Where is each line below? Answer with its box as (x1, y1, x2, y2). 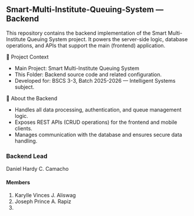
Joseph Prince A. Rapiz (14, 198, 72, 205)
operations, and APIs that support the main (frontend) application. (6, 42, 166, 49)
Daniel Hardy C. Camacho (6, 166, 69, 173)
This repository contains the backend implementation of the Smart (6, 29, 167, 36)
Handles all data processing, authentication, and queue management (14, 106, 182, 113)
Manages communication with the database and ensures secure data (14, 131, 182, 138)
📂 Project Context (6, 53, 49, 60)
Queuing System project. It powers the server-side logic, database (26, 35, 188, 43)
